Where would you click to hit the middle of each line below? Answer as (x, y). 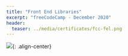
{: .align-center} (32, 46)
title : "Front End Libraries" (44, 12)
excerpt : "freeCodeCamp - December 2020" (59, 17)
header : (16, 23)
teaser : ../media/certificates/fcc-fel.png (67, 29)
